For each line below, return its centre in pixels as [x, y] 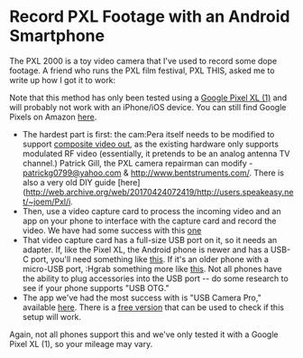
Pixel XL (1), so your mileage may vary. [81, 344]
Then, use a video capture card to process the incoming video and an [151, 211]
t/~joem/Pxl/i [46, 202]
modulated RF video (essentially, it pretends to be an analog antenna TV [156, 153]
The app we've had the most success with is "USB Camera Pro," [142, 297]
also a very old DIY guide [69, 182]
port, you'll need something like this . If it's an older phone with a [149, 259]
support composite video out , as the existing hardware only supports [151, 144]
